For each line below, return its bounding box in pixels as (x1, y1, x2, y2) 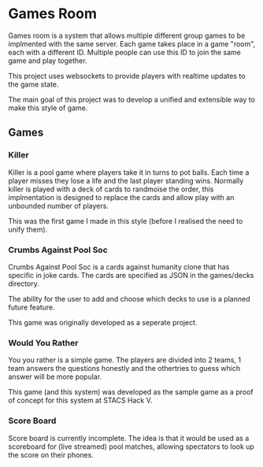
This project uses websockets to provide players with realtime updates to (8, 71, 246, 80)
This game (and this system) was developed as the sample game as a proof (8, 387, 254, 397)
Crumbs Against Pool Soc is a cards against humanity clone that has (8, 261, 230, 272)
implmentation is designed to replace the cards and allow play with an (8, 192, 235, 202)
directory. (8, 279, 39, 288)
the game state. (8, 80, 59, 89)
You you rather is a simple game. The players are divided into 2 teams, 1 (8, 355, 242, 365)
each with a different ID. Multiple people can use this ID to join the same (8, 47, 242, 57)
